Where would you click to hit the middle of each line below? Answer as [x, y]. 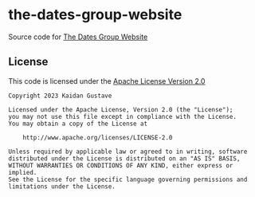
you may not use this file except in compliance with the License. [123, 116]
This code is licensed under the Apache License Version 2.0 [107, 81]
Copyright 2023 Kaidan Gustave [60, 96]
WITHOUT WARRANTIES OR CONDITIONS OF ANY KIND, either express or [121, 165]
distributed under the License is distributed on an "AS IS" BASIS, [124, 158]
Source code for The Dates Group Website [78, 37]
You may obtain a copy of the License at [78, 124]
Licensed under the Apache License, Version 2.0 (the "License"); [121, 109]
